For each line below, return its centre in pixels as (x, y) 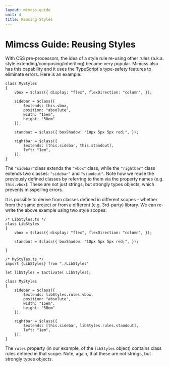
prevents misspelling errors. (34, 190)
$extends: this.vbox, (46, 106)
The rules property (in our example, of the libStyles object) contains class (83, 348)
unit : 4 (13, 15)
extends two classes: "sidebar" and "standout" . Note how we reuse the (80, 174)
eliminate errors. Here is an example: (43, 74)
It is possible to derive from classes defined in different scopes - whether (81, 200)
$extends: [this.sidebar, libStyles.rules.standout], (81, 326)
